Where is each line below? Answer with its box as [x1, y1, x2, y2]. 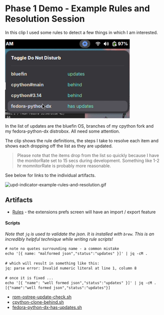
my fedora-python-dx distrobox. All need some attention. [5, 128, 120, 134]
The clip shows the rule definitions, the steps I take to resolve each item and [5, 137, 159, 143]
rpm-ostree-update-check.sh [12, 294, 72, 300]
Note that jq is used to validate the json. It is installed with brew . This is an [5, 231, 154, 237]
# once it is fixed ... [5, 275, 54, 280]
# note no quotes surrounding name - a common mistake [5, 246, 119, 251]
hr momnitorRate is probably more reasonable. [17, 162, 111, 169]
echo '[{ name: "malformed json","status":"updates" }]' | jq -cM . [5, 251, 148, 256]
